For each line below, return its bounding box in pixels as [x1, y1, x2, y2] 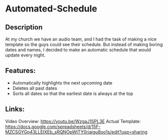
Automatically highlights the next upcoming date [12, 79, 113, 85]
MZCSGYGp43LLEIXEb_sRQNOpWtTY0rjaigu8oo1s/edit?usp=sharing [5, 128, 148, 135]
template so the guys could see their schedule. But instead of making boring [5, 41, 163, 47]
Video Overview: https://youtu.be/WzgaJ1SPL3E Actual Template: [5, 118, 141, 124]
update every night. [5, 52, 46, 58]
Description [5, 23, 43, 31]
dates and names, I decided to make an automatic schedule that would [5, 47, 151, 52]
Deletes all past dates [12, 85, 58, 91]
